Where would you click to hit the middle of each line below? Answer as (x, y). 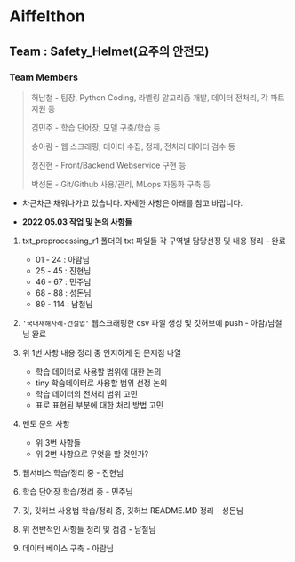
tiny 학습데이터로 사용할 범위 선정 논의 (101, 383)
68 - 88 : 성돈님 (63, 293)
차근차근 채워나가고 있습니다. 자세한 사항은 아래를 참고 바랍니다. (132, 202)
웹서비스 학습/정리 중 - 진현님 (73, 472)
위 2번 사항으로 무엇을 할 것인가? (92, 454)
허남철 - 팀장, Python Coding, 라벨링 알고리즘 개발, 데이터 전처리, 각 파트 (158, 97)
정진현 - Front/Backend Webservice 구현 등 (108, 165)
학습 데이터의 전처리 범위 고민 (86, 393)
